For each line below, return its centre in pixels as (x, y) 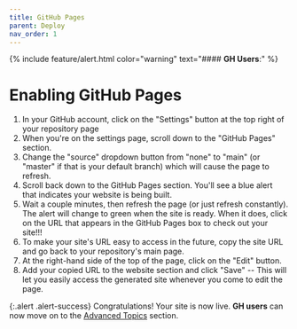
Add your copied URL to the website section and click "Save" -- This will (154, 270)
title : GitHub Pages (47, 17)
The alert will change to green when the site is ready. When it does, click (155, 214)
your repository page (60, 129)
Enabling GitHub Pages (95, 95)
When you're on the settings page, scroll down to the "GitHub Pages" (149, 138)
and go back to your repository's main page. (103, 251)
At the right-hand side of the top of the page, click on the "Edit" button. (152, 261)
